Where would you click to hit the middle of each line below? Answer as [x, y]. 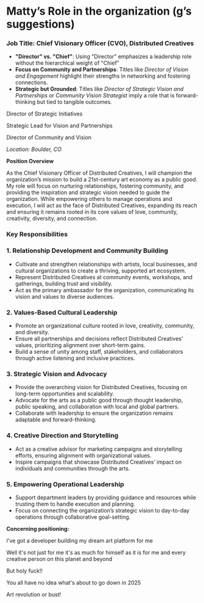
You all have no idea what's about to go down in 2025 [74, 582]
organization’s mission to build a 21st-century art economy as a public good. [102, 180]
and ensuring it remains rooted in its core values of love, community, [92, 212]
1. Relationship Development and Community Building [87, 250]
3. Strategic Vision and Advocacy [57, 374]
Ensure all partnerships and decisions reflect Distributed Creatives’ [99, 338]
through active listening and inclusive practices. [75, 358]
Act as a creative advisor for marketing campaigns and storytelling [99, 449]
